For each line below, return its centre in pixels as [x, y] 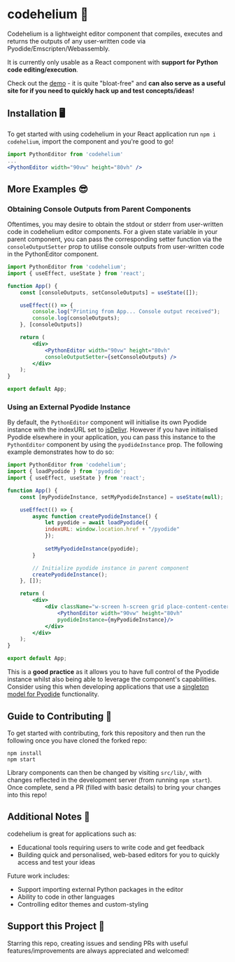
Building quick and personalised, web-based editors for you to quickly [119, 855]
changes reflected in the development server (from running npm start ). [109, 780]
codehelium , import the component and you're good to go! [90, 141]
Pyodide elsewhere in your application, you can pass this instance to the [111, 437]
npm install [24, 753]
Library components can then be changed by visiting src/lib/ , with [105, 772]
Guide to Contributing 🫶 [59, 716]
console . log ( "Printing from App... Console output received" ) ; [126, 312]
